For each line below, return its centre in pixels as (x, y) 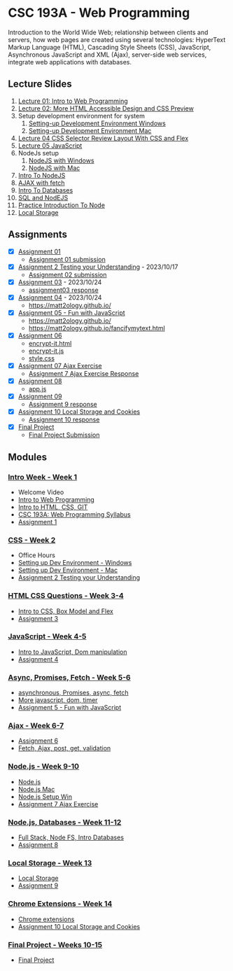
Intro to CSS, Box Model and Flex (66, 611)
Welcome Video (41, 492)
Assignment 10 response (64, 420)
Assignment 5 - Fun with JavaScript (70, 708)
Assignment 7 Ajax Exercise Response (84, 373)
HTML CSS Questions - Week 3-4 (66, 596)
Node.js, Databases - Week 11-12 (65, 822)
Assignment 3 (38, 618)
